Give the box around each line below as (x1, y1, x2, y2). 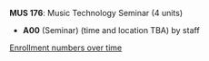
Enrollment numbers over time (9, 42, 123, 53)
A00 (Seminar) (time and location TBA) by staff (22, 25, 200, 35)
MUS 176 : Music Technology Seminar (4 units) (9, 8, 184, 18)
